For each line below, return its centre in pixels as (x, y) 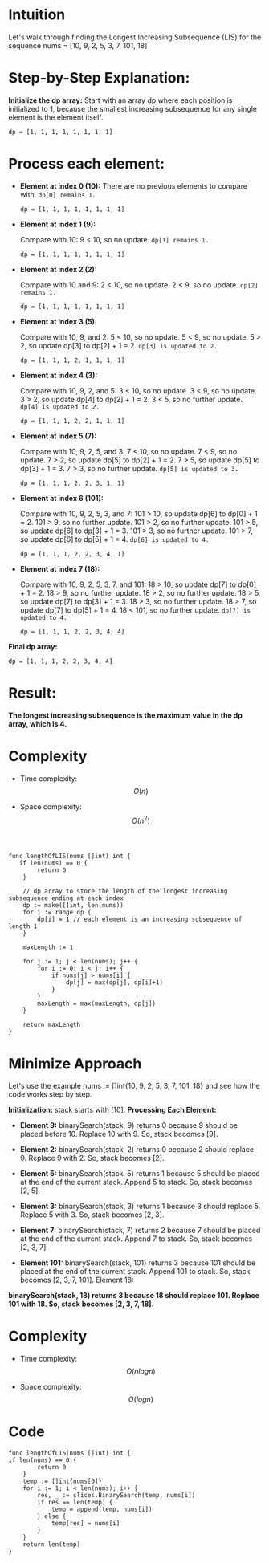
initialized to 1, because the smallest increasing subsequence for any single (133, 108)
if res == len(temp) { (75, 1503)
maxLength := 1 (48, 948)
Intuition (37, 15)
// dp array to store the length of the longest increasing (125, 891)
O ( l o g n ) (141, 1399)
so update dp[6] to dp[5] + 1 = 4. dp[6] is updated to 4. (114, 539)
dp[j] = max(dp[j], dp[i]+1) (114, 983)
